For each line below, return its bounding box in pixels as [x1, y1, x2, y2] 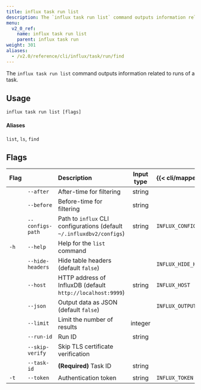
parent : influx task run [17, 36, 79, 42]
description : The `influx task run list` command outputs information [6, 14, 186, 20]
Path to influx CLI [57, 215, 109, 223]
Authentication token [57, 374, 117, 382]
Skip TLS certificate [57, 342, 114, 351]
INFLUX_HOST [156, 282, 190, 289]
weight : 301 [6, 42, 36, 48]
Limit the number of [57, 315, 114, 324]
